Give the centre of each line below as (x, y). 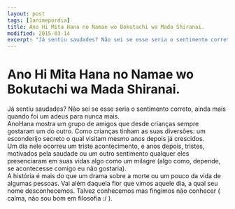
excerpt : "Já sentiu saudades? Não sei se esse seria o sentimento (108, 40)
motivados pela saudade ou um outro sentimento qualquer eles (98, 154)
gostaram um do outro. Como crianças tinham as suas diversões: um (107, 131)
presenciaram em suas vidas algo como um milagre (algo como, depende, (114, 161)
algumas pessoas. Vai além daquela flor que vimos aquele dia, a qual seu (113, 184)
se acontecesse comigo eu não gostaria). (67, 168)
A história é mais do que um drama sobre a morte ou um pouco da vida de (114, 176)
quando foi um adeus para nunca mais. (64, 116)
